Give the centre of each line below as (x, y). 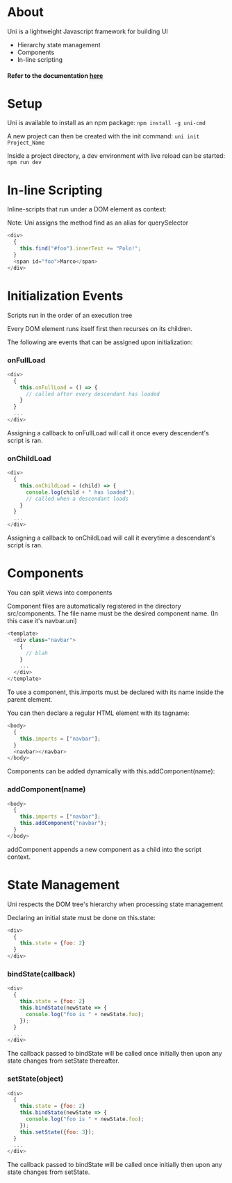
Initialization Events (65, 296)
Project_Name (26, 143)
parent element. (30, 699)
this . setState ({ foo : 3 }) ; (57, 1132)
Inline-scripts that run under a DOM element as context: (87, 209)
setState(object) (35, 1079)
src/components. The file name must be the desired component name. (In (113, 613)
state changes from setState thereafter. (63, 1061)
